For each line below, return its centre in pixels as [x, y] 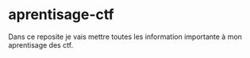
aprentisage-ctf [61, 15]
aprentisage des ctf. [41, 44]
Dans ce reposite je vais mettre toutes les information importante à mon [125, 37]
